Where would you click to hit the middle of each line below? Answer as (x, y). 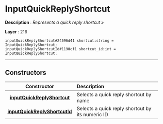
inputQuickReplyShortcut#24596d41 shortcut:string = (59, 40)
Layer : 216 (16, 31)
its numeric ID (92, 114)
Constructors (26, 73)
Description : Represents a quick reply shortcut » (55, 22)
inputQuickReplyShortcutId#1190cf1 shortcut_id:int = (61, 49)
